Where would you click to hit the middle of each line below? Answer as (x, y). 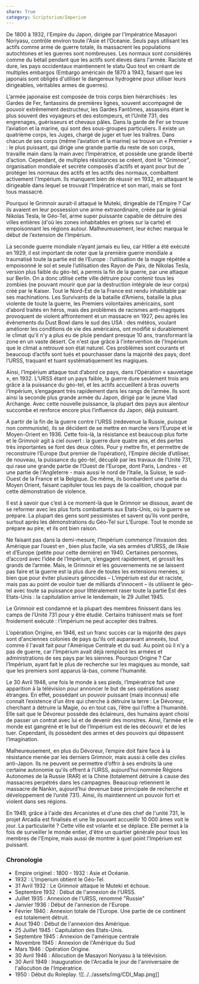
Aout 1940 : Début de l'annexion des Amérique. (72, 923)
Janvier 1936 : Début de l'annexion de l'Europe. (72, 905)
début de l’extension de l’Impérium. (49, 235)
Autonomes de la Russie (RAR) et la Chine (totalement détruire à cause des (98, 776)
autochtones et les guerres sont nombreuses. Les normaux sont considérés (99, 53)
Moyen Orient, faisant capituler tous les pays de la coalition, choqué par (94, 485)
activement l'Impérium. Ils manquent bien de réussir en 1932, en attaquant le (100, 179)
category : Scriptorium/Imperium (46, 17)
